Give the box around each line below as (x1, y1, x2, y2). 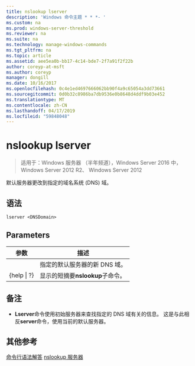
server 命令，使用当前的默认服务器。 (19, 317, 109, 325)
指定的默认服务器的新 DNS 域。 (40, 260, 127, 268)
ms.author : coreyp (6, 69, 51, 75)
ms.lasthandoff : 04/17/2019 (6, 108, 76, 114)
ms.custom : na (6, 20, 41, 25)
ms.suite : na (6, 36, 38, 42)
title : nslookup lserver (6, 8, 67, 15)
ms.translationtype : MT (6, 97, 65, 102)
